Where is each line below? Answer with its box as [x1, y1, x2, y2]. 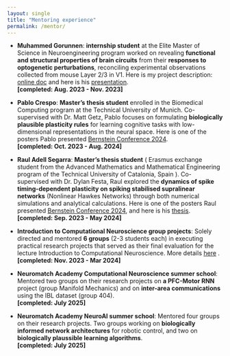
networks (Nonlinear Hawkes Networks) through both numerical [16, 192, 200, 200]
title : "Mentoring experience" [7, 16, 97, 23]
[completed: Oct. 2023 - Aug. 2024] [16, 142, 122, 151]
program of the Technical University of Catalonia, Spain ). [16, 170, 179, 178]
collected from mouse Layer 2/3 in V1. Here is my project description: [16, 71, 213, 79]
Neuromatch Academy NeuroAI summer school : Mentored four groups [16, 312, 220, 320]
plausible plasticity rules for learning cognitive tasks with [16, 121, 181, 129]
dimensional [16, 128, 52, 136]
